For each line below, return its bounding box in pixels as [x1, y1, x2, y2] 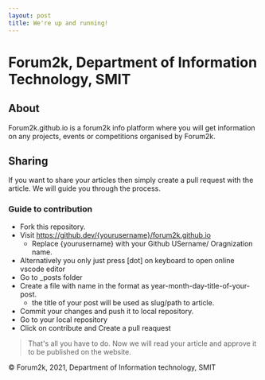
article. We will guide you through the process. [8, 184, 162, 193]
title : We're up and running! [8, 19, 109, 27]
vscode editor [19, 264, 66, 273]
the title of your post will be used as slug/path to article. [31, 297, 215, 307]
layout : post [8, 11, 52, 20]
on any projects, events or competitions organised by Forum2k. [8, 131, 216, 141]
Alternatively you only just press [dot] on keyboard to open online [19, 255, 235, 265]
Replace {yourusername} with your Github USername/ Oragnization [31, 238, 253, 248]
